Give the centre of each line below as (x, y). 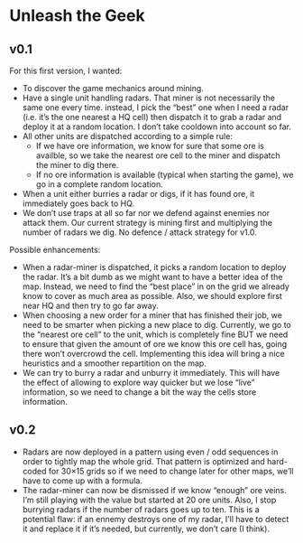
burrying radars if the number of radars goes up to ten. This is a (141, 509)
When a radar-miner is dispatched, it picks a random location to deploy (154, 267)
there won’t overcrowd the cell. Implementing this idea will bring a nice (154, 354)
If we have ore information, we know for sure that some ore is (150, 146)
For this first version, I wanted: (66, 70)
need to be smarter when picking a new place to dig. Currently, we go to (156, 325)
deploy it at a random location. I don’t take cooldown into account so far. (156, 126)
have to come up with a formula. (82, 481)
